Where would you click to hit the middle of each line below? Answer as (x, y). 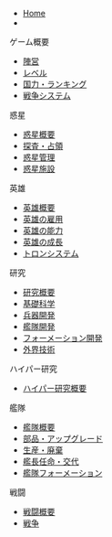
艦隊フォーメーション (62, 473)
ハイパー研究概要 (55, 388)
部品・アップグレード (62, 439)
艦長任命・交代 (51, 462)
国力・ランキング (55, 84)
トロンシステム (51, 253)
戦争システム (46, 96)
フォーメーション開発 (62, 338)
